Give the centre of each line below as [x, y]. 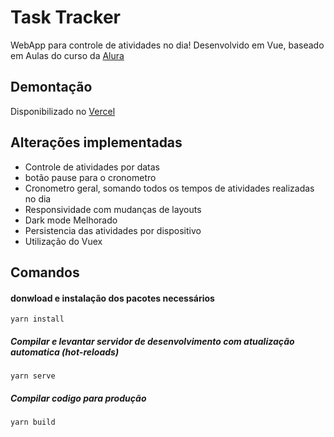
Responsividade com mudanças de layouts [113, 209]
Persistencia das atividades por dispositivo [113, 230]
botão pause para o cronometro [90, 177]
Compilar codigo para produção [78, 398]
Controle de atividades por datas [92, 167]
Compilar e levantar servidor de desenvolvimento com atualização [152, 341]
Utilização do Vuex [63, 241]
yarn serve [33, 376]
